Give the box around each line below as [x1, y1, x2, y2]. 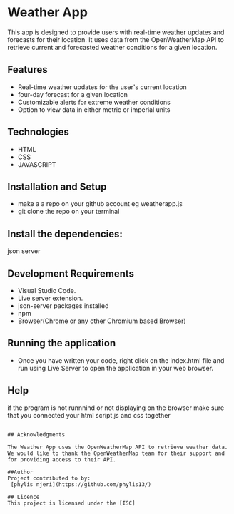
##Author [7, 468, 34, 476]
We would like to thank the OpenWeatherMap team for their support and [7, 450, 225, 457]
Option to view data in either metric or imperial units [17, 105, 171, 114]
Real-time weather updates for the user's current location [17, 83, 187, 91]
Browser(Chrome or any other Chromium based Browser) [17, 317, 187, 325]
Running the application [7, 337, 116, 349]
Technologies [7, 126, 70, 138]
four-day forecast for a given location [17, 90, 128, 98]
